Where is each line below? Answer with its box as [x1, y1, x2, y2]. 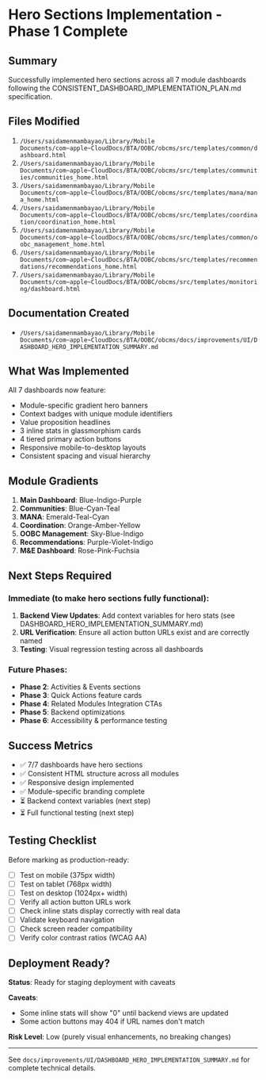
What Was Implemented [8, 365, 129, 378]
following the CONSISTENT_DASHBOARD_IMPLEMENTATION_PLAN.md [8, 83, 241, 93]
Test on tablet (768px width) [19, 879, 112, 889]
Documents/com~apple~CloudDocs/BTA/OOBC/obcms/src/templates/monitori [19, 278, 258, 286]
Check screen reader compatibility [19, 924, 133, 933]
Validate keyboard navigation [19, 915, 115, 925]
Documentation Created [8, 307, 130, 320]
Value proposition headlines [19, 418, 111, 427]
